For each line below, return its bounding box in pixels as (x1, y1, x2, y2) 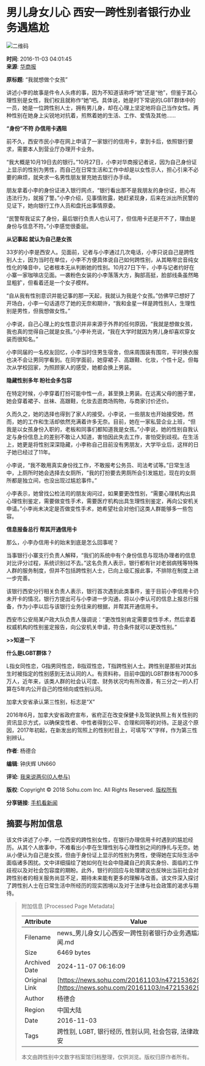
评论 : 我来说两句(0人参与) (6, 773, 71, 780)
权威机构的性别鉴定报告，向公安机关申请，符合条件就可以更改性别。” (6, 623, 178, 630)
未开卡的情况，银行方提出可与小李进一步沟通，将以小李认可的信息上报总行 (6, 595, 193, 602)
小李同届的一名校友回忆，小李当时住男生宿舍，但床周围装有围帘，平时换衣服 (6, 348, 199, 356)
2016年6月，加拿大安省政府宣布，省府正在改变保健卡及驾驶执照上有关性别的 (6, 711, 198, 718)
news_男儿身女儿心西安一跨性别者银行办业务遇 (57, 929, 192, 937)
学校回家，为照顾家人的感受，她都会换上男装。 (16, 363, 135, 371)
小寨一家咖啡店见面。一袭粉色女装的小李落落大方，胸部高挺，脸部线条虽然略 (6, 271, 199, 279)
